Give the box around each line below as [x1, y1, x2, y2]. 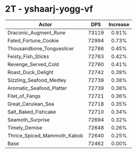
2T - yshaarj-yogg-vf [5, 3, 94, 15]
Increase [109, 21, 130, 28]
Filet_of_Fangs [7, 93, 40, 99]
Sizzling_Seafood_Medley [7, 76, 67, 83]
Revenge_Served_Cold [7, 61, 59, 68]
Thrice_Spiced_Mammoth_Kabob [7, 132, 84, 139]
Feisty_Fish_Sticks [7, 53, 49, 59]
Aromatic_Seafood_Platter [7, 84, 67, 91]
